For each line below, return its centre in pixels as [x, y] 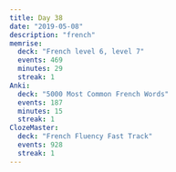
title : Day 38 [36, 18]
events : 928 [41, 145]
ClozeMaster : [34, 128]
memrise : [26, 43]
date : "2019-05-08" [47, 26]
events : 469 [41, 60]
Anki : [20, 86]
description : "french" [52, 35]
